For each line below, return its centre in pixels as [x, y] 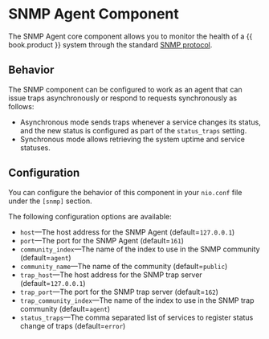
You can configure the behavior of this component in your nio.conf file [125, 192]
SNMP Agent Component [94, 14]
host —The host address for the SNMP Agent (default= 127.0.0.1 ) [127, 232]
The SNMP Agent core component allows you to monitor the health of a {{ [130, 36]
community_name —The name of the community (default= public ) [124, 266]
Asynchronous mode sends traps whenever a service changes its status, [140, 122]
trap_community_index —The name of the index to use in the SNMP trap [137, 300]
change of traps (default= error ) [73, 325]
